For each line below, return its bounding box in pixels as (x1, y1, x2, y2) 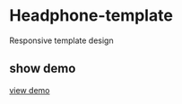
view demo (9, 84, 50, 95)
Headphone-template (9, 5, 173, 26)
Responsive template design (9, 35, 114, 46)
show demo (9, 61, 76, 76)
